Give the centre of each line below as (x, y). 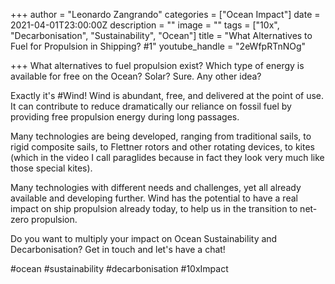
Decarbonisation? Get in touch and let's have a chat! (118, 249)
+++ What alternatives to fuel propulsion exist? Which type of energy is (157, 65)
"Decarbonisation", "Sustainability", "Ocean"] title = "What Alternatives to (161, 35)
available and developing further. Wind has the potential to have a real (154, 198)
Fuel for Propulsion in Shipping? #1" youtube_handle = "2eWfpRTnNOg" (158, 46)
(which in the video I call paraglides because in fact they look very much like (167, 157)
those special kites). (51, 168)
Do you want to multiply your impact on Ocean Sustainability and (144, 238)
